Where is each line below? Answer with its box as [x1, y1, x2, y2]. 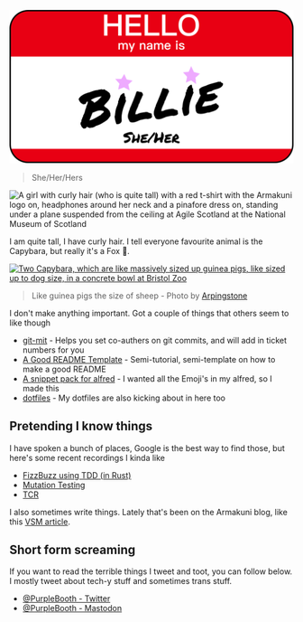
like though [9, 317, 51, 328]
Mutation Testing [22, 479, 86, 490]
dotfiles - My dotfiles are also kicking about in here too [22, 392, 225, 403]
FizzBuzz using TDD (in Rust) [22, 469, 132, 480]
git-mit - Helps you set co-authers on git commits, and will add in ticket [22, 335, 287, 345]
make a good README [22, 363, 106, 374]
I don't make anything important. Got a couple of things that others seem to [9, 307, 289, 318]
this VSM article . [9, 516, 70, 527]
